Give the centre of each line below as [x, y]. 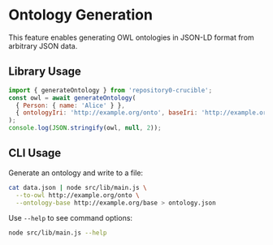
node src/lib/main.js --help [58, 233]
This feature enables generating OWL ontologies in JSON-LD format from [131, 37]
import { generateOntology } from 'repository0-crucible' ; [110, 90]
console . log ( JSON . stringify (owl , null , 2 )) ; [85, 128]
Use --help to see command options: [70, 218]
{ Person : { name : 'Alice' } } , [71, 105]
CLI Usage [35, 153]
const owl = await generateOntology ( [72, 98]
